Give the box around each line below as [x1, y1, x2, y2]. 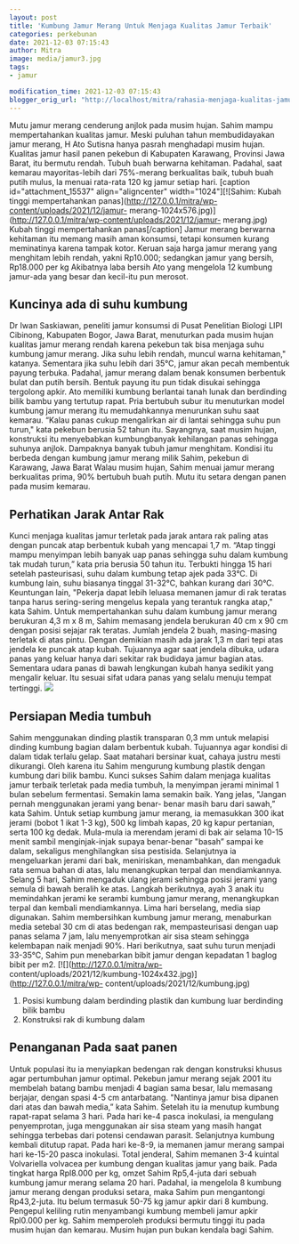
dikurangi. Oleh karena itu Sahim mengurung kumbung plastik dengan [9, 760, 265, 771]
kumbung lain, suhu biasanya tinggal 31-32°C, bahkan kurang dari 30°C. [9, 578, 275, 588]
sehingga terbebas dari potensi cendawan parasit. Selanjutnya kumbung [9, 1129, 275, 1140]
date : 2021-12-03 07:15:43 [9, 37, 109, 47]
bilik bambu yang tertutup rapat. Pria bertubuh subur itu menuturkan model [9, 396, 285, 407]
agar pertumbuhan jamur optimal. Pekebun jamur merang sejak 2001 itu [9, 1073, 271, 1084]
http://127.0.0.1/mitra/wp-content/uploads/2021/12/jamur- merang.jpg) [12, 214, 269, 225]
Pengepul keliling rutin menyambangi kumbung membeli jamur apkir [9, 1205, 258, 1216]
